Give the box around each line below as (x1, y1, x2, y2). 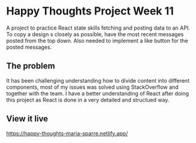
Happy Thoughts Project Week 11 (6, 4, 174, 18)
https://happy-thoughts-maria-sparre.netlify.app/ (6, 130, 128, 137)
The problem (6, 61, 55, 71)
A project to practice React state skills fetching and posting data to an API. (6, 24, 191, 31)
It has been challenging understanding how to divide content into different (6, 77, 190, 84)
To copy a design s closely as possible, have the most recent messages (6, 30, 184, 37)
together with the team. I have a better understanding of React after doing (6, 89, 189, 97)
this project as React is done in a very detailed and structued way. (6, 96, 170, 103)
